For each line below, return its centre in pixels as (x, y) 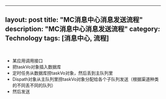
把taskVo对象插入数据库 (37, 66)
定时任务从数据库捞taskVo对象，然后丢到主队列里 (62, 73)
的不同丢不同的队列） (34, 85)
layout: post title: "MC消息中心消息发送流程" (74, 20)
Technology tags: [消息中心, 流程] (57, 38)
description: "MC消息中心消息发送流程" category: (83, 29)
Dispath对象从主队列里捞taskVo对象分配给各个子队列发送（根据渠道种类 (85, 79)
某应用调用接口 (27, 61)
